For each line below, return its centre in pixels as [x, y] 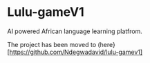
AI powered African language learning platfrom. [75, 31]
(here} [107, 44]
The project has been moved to [52, 44]
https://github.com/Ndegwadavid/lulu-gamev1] [76, 52]
